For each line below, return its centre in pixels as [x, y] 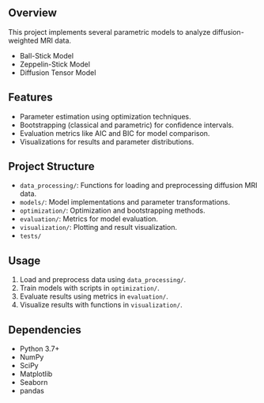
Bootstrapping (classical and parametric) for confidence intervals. [127, 125]
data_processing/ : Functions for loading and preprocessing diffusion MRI [138, 186]
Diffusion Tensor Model [58, 72]
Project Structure [51, 166]
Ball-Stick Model [46, 55]
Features [30, 98]
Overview [33, 13]
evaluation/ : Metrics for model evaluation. [89, 219]
